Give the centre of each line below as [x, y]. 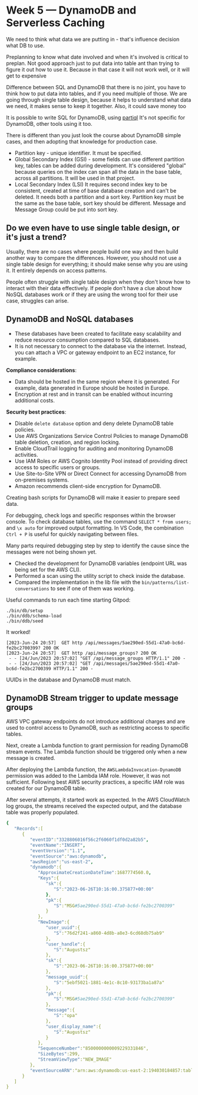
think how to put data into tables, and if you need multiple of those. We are [97, 93]
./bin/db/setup [25, 610]
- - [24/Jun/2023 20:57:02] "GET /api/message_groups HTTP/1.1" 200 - [97, 658]
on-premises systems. [42, 480]
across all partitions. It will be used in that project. [75, 178]
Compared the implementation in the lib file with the [77, 582]
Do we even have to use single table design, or [93, 228]
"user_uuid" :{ [63, 928]
